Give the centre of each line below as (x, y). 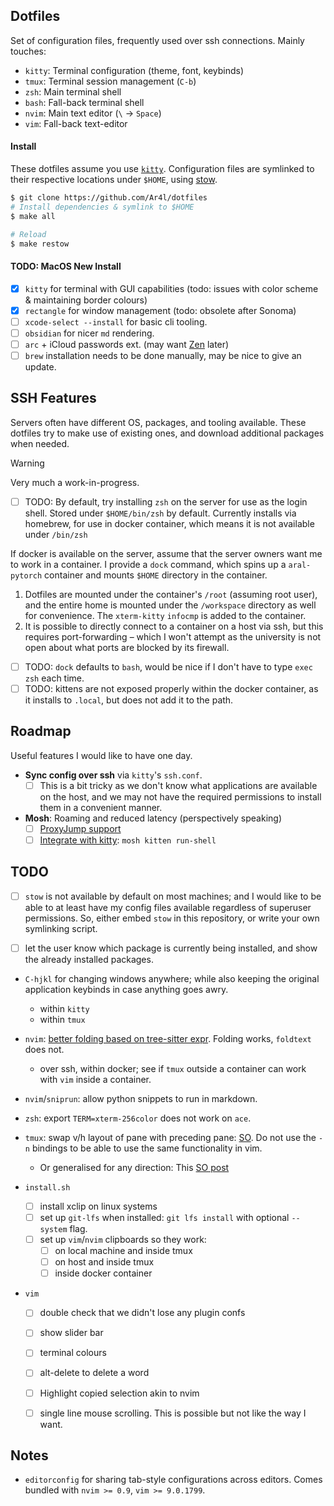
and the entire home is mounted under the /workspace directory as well (170, 605)
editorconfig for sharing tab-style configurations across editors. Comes (173, 1480)
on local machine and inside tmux (123, 1251)
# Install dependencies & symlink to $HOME (102, 207)
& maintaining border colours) (86, 300)
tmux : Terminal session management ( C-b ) (110, 81)
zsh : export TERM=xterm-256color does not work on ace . (138, 1118)
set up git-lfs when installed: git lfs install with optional (164, 1217)
